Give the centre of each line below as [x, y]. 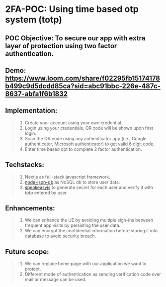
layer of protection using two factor [61, 46]
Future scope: [27, 251]
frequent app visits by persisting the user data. [73, 225]
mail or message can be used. [56, 280]
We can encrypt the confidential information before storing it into [91, 231]
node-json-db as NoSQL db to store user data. [72, 182]
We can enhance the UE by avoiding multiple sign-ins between [89, 220]
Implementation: [31, 111]
